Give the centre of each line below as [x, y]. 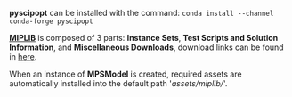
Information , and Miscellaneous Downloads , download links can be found [146, 47]
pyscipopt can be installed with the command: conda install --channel [142, 13]
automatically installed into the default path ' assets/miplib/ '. [118, 83]
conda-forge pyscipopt [51, 21]
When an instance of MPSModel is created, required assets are [126, 74]
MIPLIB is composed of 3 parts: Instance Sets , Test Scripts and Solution [144, 38]
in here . [23, 57]
